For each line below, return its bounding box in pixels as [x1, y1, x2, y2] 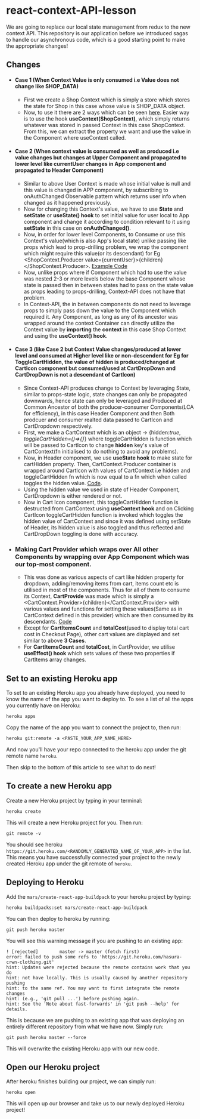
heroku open [6, 1090, 36, 1096]
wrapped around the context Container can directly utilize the [23, 319, 175, 326]
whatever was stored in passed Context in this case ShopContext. [23, 121, 186, 128]
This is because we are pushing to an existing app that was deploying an [6, 1016, 185, 1024]
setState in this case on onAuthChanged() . [23, 224, 131, 232]
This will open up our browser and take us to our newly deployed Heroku [6, 1100, 185, 1107]
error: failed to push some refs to [6, 954, 97, 960]
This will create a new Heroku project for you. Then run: [6, 819, 143, 826]
